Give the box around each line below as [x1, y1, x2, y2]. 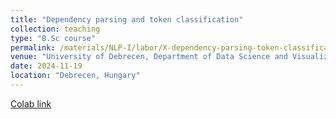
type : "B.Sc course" [10, 33, 97, 43]
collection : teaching [10, 24, 101, 34]
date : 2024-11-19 [10, 61, 83, 71]
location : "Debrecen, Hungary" [10, 71, 141, 81]
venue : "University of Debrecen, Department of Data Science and [10, 52, 288, 62]
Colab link [10, 97, 52, 110]
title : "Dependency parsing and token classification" [10, 14, 244, 25]
